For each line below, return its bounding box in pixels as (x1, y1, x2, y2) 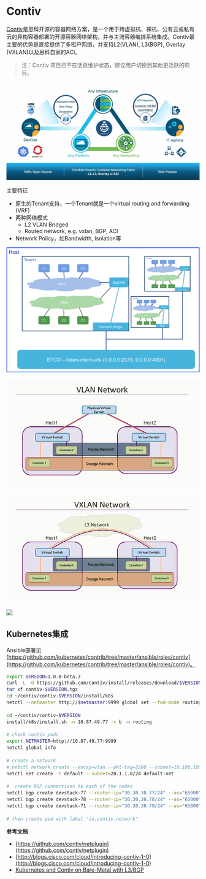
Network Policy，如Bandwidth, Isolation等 (15, 235, 121, 242)
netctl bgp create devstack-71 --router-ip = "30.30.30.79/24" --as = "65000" (6, 803, 202, 809)
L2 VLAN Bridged (24, 221, 69, 228)
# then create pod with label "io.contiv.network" (6, 816, 139, 822)
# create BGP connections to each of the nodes (6, 783, 133, 789)
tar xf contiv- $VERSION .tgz (6, 686, 78, 693)
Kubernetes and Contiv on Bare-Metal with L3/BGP (15, 866, 144, 873)
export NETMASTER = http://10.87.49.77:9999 (6, 738, 116, 745)
